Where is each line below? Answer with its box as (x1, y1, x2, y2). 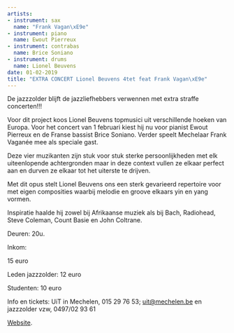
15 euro (7, 257, 29, 265)
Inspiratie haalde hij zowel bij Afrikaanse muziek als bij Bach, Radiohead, (7, 208, 216, 217)
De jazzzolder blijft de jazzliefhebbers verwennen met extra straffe (7, 95, 199, 103)
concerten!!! (7, 102, 43, 111)
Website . (7, 318, 33, 327)
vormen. (7, 195, 31, 203)
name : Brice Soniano (13, 50, 73, 57)
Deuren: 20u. (7, 229, 45, 238)
